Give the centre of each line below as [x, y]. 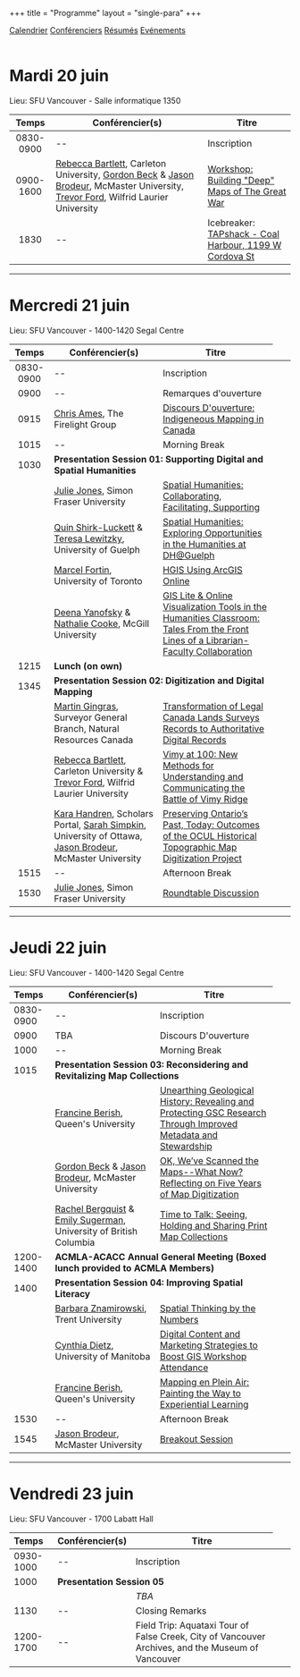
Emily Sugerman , [91, 1220]
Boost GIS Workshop [203, 1356]
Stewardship [186, 1146]
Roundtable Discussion [211, 893]
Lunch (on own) [88, 665]
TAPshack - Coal [243, 233]
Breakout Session [196, 1439]
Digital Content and [200, 1334]
